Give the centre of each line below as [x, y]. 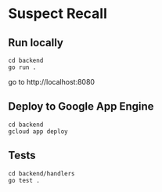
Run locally [36, 43]
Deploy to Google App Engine [81, 107]
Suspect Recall [58, 14]
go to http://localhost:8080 [52, 82]
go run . [22, 67]
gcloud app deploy [38, 131]
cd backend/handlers [42, 173]
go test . [24, 180]
